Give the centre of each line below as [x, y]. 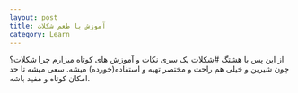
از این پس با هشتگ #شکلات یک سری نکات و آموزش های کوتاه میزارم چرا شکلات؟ [147, 60]
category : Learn [39, 34]
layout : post [34, 17]
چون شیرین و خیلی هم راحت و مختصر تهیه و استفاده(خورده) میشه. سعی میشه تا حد [149, 69]
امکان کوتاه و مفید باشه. [50, 79]
